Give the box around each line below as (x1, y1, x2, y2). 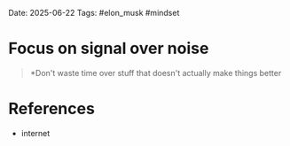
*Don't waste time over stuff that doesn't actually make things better (29, 67, 282, 78)
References (8, 99, 95, 119)
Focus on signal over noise (8, 39, 209, 58)
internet (20, 127, 51, 138)
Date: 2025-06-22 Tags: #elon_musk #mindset (8, 8, 180, 18)
